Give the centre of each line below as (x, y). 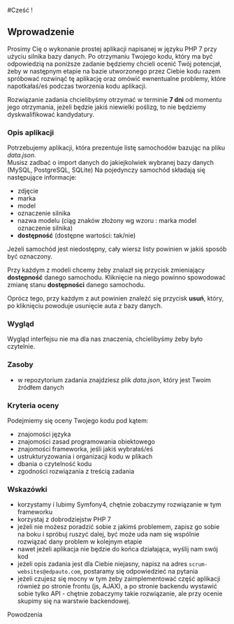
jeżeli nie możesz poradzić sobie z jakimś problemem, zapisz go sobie (118, 527)
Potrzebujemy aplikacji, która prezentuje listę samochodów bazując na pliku (116, 148)
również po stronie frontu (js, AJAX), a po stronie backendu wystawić (117, 586)
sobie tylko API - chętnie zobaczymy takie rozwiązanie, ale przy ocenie (120, 594)
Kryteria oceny (33, 405)
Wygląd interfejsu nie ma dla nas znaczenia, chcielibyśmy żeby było (105, 339)
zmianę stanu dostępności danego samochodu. (76, 285)
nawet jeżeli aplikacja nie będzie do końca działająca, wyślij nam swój (118, 549)
